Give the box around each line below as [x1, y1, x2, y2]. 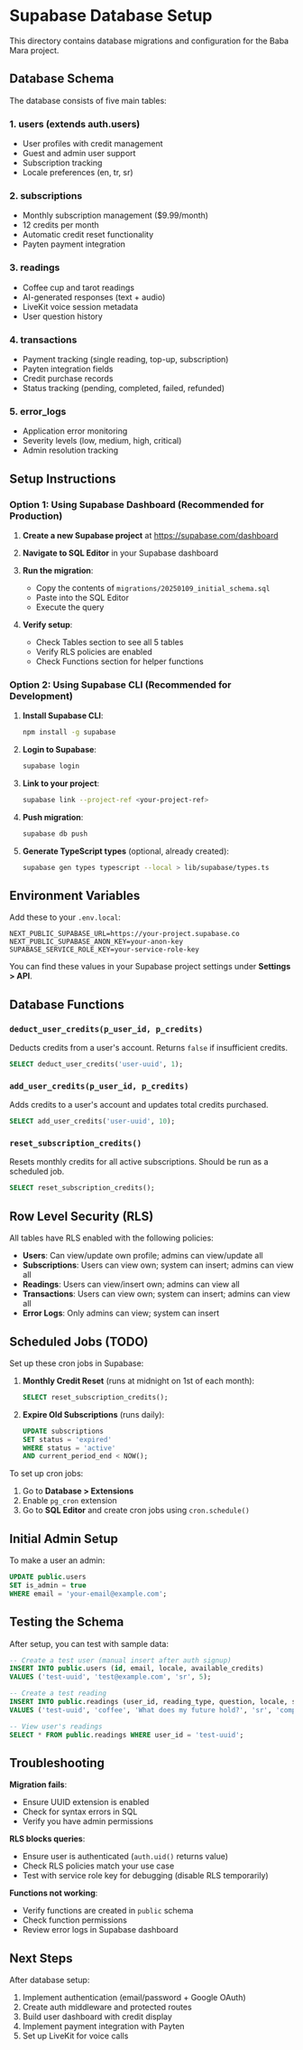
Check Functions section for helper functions [35, 656, 205, 667]
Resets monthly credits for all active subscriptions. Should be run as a [9, 1156, 269, 1167]
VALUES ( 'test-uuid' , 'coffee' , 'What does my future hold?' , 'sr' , [9, 1705, 272, 1715]
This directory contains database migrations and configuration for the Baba [9, 35, 289, 46]
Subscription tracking [22, 157, 103, 168]
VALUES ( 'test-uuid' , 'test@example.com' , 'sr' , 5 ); [9, 1672, 212, 1681]
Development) [9, 689, 74, 702]
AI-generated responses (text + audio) [22, 291, 166, 303]
